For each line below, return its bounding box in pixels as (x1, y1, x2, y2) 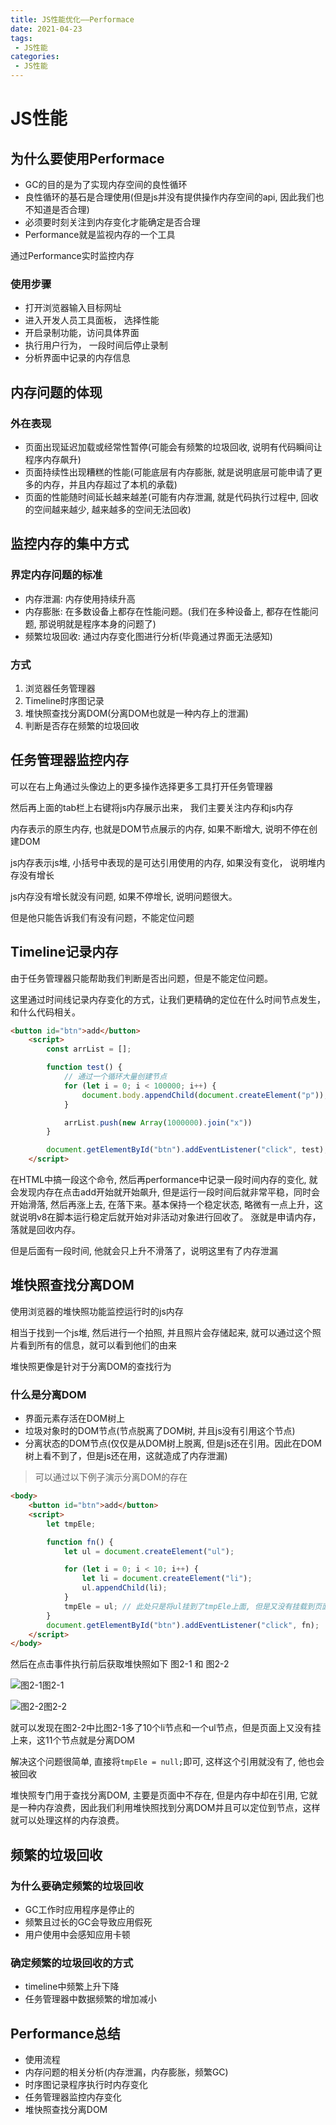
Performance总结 (10, 2025, 121, 2042)
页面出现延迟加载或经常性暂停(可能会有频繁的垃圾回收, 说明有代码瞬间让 (24, 441, 323, 453)
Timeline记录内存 (10, 944, 119, 961)
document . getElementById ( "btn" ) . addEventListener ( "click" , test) (46, 1145, 325, 1155)
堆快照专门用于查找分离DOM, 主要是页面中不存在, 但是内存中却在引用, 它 (10, 1789, 310, 1801)
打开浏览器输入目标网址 (24, 302, 122, 314)
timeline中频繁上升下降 (24, 1981, 120, 1993)
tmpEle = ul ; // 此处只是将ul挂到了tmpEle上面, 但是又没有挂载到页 (63, 1601, 323, 1611)
